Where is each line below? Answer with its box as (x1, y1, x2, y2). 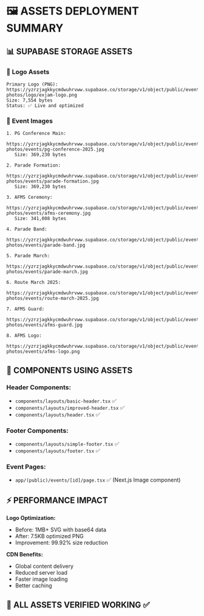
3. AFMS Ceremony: (6, 195, 53, 201)
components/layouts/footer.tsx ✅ (15, 447, 101, 454)
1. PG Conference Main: (6, 131, 67, 137)
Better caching (15, 582, 53, 589)
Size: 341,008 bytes (14, 216, 67, 222)
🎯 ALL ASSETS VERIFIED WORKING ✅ (6, 600, 150, 610)
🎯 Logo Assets (6, 67, 50, 76)
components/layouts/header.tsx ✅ (15, 410, 101, 418)
